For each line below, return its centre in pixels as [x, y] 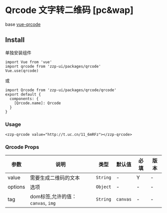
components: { [24, 99]
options [16, 187]
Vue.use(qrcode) [22, 71]
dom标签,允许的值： [53, 197]
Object [104, 187]
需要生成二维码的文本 [55, 178]
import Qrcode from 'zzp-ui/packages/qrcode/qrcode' [61, 90]
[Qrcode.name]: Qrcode [38, 103]
